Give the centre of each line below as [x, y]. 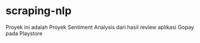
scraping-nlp [39, 11]
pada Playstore [24, 33]
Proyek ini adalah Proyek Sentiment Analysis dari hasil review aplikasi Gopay [100, 27]
